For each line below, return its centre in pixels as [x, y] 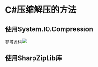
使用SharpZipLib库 [33, 58]
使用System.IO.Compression [49, 29]
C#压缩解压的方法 [41, 10]
